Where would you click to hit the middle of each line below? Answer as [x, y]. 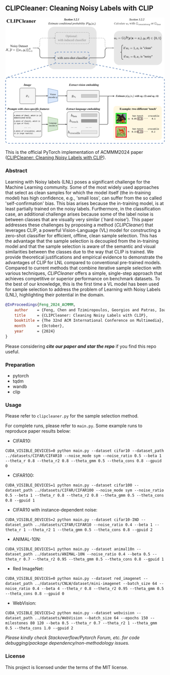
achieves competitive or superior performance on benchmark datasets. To [83, 278]
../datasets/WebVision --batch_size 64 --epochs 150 [91, 618]
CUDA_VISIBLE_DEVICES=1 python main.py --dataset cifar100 [69, 485]
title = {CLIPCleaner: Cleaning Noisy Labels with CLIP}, [81, 315]
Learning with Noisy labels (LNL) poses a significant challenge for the [78, 182]
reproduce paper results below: [38, 431]
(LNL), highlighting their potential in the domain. [55, 294]
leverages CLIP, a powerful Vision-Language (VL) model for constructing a [83, 230]
